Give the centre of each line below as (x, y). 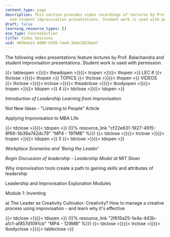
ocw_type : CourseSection (31, 33)
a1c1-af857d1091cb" (26, 223)
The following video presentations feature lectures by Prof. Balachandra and (85, 57)
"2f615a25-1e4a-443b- (132, 218)
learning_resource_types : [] (36, 29)
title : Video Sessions (29, 38)
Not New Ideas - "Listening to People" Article (52, 108)
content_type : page (26, 10)
